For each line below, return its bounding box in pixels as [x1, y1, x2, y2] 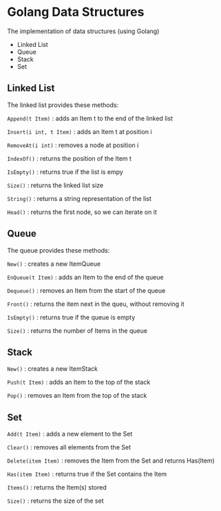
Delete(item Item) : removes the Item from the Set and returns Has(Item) [7, 456, 215, 465]
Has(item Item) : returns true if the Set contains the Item [7, 470, 167, 479]
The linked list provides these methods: [7, 101, 119, 109]
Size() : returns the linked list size [7, 181, 104, 189]
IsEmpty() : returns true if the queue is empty [7, 313, 136, 321]
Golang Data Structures [7, 4, 145, 20]
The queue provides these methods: [7, 246, 110, 254]
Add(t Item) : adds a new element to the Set [7, 430, 133, 438]
